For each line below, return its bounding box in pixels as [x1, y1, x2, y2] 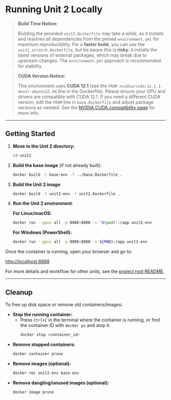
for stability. [17, 63, 43, 69]
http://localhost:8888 [5, 258, 50, 265]
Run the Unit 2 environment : [12, 200, 74, 206]
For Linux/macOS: [12, 210, 52, 217]
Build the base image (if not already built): [12, 162, 102, 168]
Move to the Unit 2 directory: [12, 143, 75, 149]
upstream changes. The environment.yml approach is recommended [17, 57, 161, 63]
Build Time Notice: [17, 20, 58, 27]
